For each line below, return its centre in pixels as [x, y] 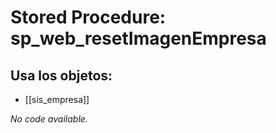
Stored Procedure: [88, 17]
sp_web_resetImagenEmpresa [138, 38]
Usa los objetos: [61, 75]
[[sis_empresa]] [57, 99]
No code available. [49, 119]
